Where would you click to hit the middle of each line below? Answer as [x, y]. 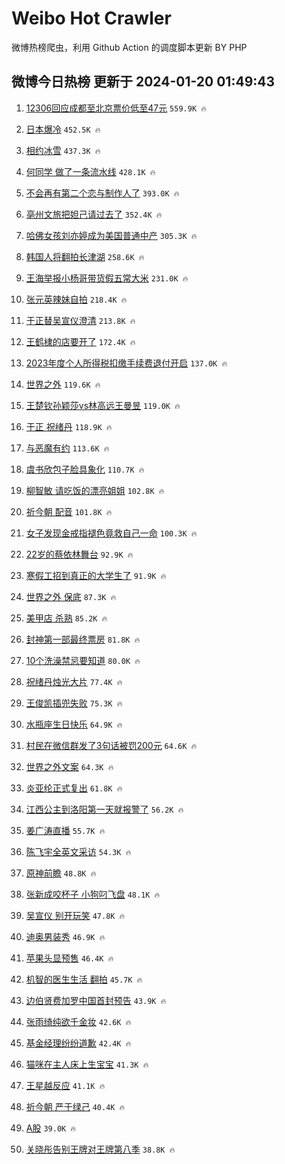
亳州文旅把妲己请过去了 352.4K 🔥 [94, 214]
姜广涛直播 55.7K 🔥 [65, 830]
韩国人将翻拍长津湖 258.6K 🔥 [85, 256]
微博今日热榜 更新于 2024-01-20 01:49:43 [143, 82]
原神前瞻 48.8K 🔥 [61, 873]
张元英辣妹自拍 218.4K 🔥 [76, 299]
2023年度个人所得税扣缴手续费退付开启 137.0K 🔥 [126, 363]
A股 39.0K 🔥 [51, 1128]
